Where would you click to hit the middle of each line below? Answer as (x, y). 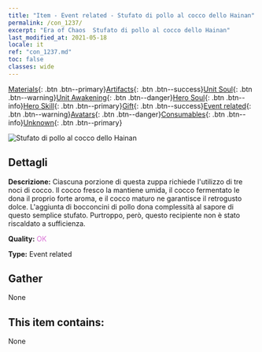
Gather (26, 278)
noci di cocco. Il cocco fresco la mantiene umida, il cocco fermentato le (124, 190)
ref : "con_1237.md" (40, 52)
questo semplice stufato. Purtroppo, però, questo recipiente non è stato (124, 215)
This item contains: (56, 322)
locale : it (26, 45)
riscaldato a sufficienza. (47, 223)
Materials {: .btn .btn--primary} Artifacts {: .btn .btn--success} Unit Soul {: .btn (131, 89)
